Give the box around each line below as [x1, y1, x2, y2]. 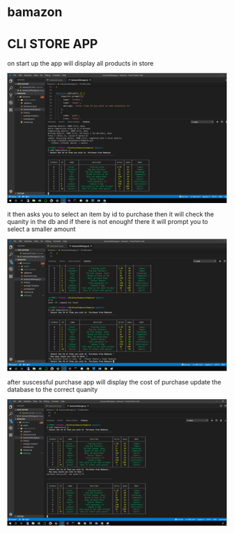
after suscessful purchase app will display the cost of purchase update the [7, 377, 221, 386]
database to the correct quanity [7, 385, 98, 393]
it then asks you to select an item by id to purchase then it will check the [7, 210, 214, 218]
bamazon [7, 4, 63, 20]
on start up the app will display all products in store [7, 59, 154, 68]
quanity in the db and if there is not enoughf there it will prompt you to [7, 218, 209, 226]
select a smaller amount [7, 225, 76, 234]
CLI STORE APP [7, 36, 98, 52]
